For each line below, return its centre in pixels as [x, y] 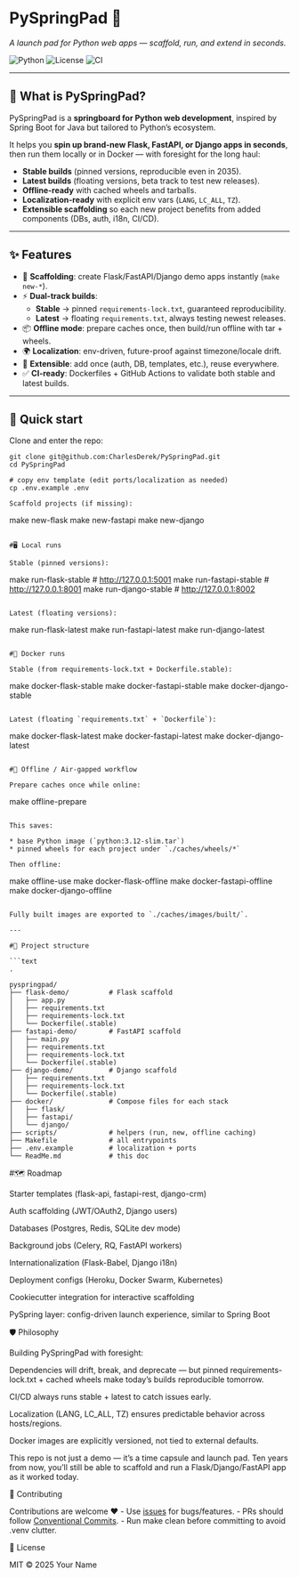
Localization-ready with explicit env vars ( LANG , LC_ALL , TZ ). [131, 199]
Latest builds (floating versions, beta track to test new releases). [141, 181]
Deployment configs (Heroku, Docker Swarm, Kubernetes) [116, 1280]
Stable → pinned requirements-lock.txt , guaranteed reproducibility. [161, 308]
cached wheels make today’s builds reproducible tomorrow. [155, 1379]
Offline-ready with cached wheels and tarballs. [109, 190]
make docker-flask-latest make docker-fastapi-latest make [117, 736]
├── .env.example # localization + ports [103, 1148]
